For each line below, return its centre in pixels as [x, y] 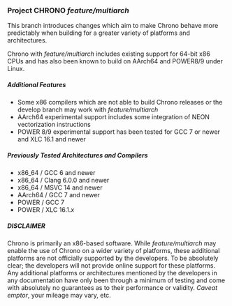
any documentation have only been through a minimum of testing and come [116, 280]
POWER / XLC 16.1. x [46, 210]
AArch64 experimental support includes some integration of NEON [113, 117]
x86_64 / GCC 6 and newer [56, 173]
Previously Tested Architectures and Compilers [78, 155]
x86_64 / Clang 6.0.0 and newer [63, 181]
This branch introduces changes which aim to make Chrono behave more [113, 26]
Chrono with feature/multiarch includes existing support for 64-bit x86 [109, 54]
